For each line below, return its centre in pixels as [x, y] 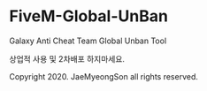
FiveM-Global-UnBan [88, 16]
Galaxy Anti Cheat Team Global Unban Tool [88, 41]
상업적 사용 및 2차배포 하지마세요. [67, 58]
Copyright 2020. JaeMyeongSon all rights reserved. [104, 76]
